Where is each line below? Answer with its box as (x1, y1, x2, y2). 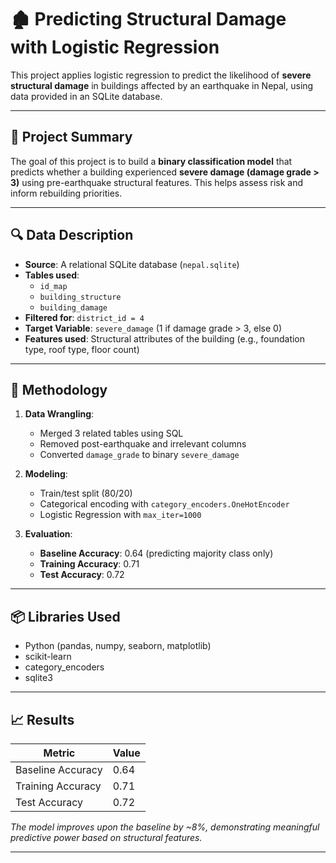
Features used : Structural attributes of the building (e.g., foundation (24, 332, 306, 345)
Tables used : (24, 269, 80, 281)
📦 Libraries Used (10, 608, 121, 625)
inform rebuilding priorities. (10, 187, 123, 199)
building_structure (39, 292, 122, 302)
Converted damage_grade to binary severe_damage (39, 449, 240, 461)
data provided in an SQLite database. (10, 90, 163, 102)
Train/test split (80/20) (39, 487, 133, 500)
